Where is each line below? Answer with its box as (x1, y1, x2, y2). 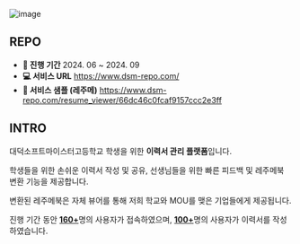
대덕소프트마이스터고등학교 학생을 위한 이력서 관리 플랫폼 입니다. (9, 145, 233, 156)
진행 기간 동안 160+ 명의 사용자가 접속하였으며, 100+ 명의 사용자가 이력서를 (9, 213, 271, 224)
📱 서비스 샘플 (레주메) (22, 84, 98, 95)
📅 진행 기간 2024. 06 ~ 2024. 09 (22, 59, 140, 70)
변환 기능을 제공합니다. (9, 176, 89, 187)
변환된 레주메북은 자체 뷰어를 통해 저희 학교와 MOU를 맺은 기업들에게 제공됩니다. (9, 195, 292, 205)
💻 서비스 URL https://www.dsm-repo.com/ (22, 70, 180, 81)
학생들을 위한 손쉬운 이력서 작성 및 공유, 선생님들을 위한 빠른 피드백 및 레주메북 (9, 164, 285, 175)
